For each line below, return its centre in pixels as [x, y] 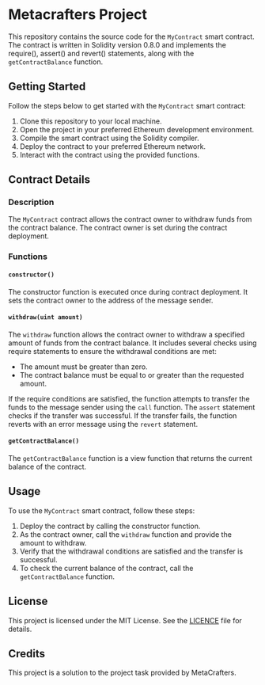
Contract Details [49, 180]
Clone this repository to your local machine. [91, 121]
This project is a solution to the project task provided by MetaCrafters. [122, 673]
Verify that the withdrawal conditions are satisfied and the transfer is [131, 551]
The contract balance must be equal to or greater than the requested [132, 375]
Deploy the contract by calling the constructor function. [110, 526]
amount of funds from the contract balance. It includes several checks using [132, 343]
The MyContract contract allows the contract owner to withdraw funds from [130, 219]
